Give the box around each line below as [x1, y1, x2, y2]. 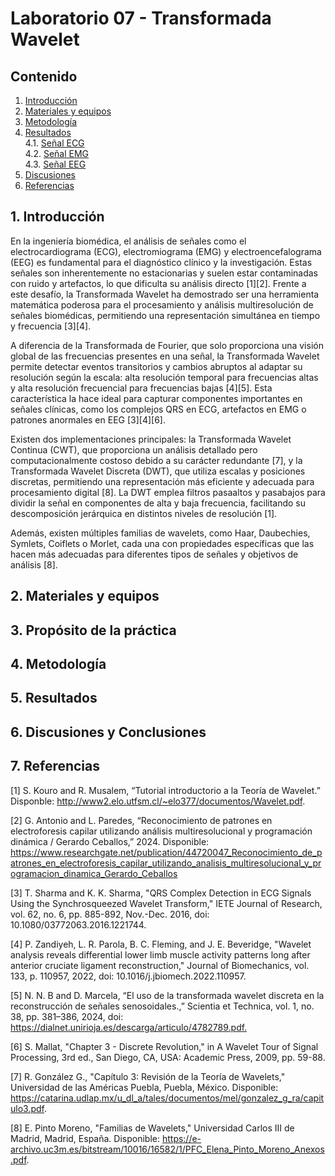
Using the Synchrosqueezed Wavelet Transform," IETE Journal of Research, [10, 897, 323, 909]
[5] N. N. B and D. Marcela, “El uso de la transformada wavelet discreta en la [10, 989, 325, 1001]
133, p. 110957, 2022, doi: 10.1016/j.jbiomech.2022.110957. [10, 970, 247, 982]
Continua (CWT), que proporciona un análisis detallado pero [10, 443, 258, 456]
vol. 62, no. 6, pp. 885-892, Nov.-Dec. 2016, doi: [10, 908, 210, 920]
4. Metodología [10, 655, 107, 672]
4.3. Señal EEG [24, 158, 87, 170]
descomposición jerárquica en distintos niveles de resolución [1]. [10, 507, 278, 519]
